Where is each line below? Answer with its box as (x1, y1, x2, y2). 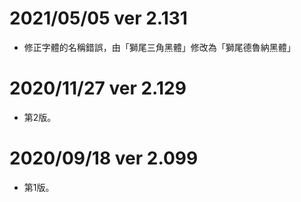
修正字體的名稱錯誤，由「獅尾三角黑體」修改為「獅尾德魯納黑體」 (23, 41, 296, 53)
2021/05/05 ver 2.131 (9, 7, 188, 30)
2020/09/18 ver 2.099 (9, 147, 199, 170)
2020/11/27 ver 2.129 (9, 77, 187, 100)
